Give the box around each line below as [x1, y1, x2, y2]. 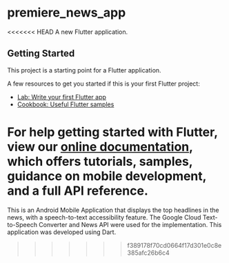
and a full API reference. [7, 183, 148, 198]
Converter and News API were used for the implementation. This [39, 220, 222, 228]
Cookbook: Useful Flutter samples [17, 100, 114, 108]
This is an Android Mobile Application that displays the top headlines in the [7, 206, 219, 214]
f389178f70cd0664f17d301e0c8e [127, 241, 222, 249]
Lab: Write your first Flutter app [17, 92, 107, 101]
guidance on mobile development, [7, 168, 207, 184]
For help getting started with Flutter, [7, 124, 218, 139]
